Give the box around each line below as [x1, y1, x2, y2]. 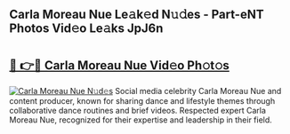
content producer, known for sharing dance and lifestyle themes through [9, 96, 276, 106]
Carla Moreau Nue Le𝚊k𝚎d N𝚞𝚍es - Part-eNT [9, 7, 264, 22]
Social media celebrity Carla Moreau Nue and [115, 86, 282, 96]
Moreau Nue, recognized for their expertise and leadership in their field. [9, 114, 273, 125]
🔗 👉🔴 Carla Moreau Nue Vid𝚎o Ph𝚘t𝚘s [9, 58, 230, 73]
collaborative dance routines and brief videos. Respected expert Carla [9, 106, 267, 115]
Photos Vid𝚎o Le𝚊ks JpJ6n [9, 21, 164, 36]
